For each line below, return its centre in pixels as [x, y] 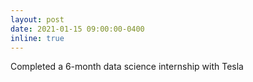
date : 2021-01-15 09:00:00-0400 [77, 29]
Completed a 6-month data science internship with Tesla [127, 67]
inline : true [37, 38]
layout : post [37, 19]
